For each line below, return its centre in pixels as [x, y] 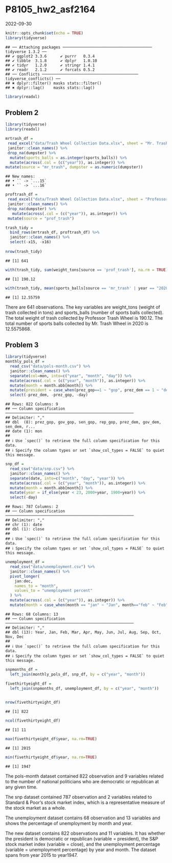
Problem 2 [22, 112]
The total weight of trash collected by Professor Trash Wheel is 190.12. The [84, 318]
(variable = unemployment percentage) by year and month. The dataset [81, 850]
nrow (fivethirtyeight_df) [33, 703]
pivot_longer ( [25, 576]
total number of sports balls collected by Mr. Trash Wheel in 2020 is [77, 323]
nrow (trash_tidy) [24, 251]
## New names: [20, 177]
